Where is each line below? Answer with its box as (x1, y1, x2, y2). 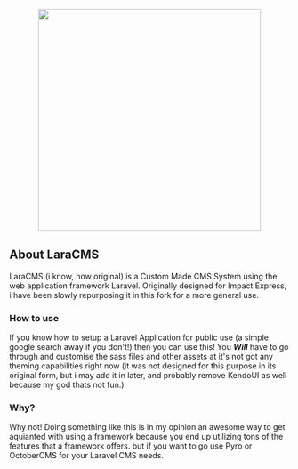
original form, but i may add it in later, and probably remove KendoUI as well (9, 370, 287, 381)
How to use (9, 311, 60, 324)
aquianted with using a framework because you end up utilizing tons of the (9, 432, 284, 442)
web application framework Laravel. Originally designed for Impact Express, (9, 280, 287, 291)
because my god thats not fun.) (9, 379, 125, 391)
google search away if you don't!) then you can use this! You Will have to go (9, 342, 289, 352)
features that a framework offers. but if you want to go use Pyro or (9, 441, 253, 451)
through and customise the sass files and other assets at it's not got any (9, 352, 274, 362)
